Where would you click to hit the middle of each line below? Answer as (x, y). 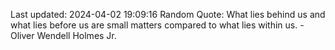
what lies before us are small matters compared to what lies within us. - (157, 25)
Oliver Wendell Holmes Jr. (63, 35)
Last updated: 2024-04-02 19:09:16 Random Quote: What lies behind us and (168, 14)
